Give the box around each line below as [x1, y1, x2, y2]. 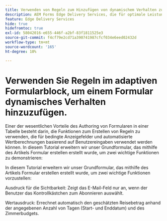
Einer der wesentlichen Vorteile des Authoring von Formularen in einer [5, 123, 149, 129]
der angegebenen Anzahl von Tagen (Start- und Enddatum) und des [5, 205, 145, 211]
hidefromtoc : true [5, 26, 43, 31]
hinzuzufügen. [5, 107, 68, 118]
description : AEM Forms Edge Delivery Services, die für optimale [5, 12, 146, 17]
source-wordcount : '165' [5, 44, 57, 49]
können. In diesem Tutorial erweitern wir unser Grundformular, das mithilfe [5, 144, 158, 150]
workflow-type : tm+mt [5, 40, 50, 45]
